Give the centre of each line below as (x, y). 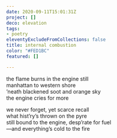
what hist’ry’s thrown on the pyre (47, 116)
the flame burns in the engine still (47, 79)
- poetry (17, 34)
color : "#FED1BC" (28, 51)
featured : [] (22, 56)
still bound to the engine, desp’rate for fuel (59, 122)
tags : (13, 28)
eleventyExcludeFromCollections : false (56, 40)
